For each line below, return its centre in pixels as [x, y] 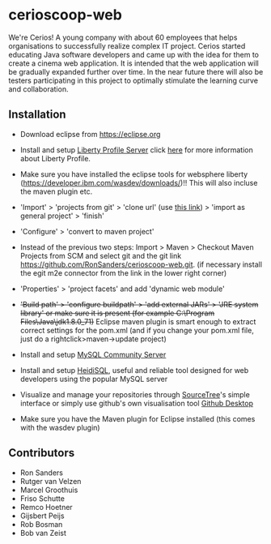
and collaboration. [38, 89]
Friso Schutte [42, 498]
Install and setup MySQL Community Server [93, 354]
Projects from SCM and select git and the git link [101, 255]
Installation [37, 115]
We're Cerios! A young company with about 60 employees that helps [123, 37]
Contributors [42, 453]
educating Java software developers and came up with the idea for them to [133, 54]
